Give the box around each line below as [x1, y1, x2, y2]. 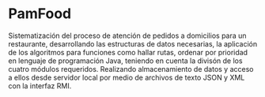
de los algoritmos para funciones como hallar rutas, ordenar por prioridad [8, 47, 248, 57]
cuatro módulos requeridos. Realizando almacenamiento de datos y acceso [8, 64, 254, 73]
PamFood [8, 5, 72, 23]
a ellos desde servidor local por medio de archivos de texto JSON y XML [8, 73, 245, 82]
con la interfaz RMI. [8, 80, 72, 91]
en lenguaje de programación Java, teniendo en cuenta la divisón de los [8, 56, 243, 65]
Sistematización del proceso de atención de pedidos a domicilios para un [8, 31, 247, 40]
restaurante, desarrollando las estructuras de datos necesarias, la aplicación [8, 39, 258, 48]
